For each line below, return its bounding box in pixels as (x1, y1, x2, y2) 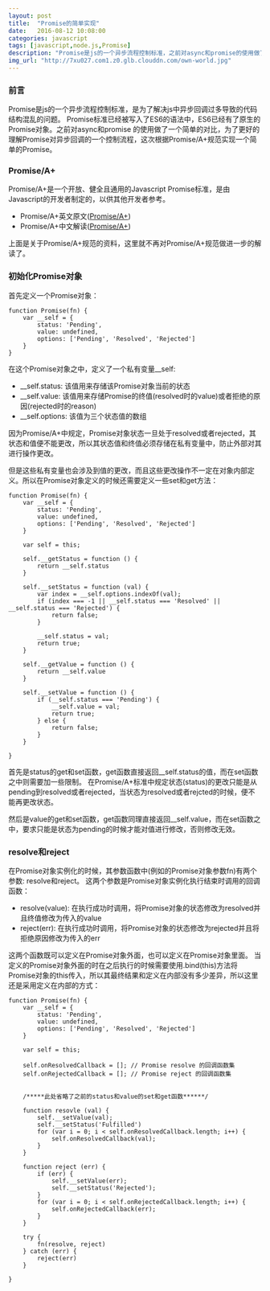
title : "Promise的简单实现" (8, 19, 100, 27)
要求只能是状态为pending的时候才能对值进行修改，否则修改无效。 (22, 824, 239, 834)
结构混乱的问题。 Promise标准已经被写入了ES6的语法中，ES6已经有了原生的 (8, 114, 261, 125)
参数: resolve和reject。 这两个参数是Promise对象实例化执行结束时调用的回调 (8, 876, 261, 886)
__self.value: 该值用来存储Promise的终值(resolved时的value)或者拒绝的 (19, 391, 254, 400)
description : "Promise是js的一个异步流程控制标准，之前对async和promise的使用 (8, 49, 255, 57)
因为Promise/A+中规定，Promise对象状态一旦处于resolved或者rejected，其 (8, 428, 257, 438)
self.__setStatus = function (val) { (22, 583, 149, 591)
